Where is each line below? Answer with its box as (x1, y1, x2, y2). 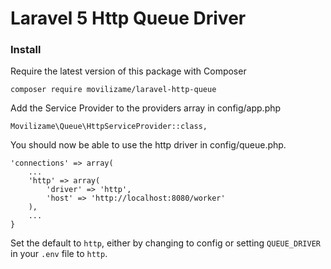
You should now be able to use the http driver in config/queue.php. (10, 139, 287, 151)
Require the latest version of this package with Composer (10, 65, 247, 77)
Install (10, 43, 42, 57)
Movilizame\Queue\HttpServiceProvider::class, (10, 122, 208, 132)
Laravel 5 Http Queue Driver (10, 7, 247, 30)
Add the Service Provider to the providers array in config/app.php (10, 102, 282, 114)
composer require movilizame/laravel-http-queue (10, 85, 217, 95)
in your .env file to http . (10, 248, 108, 260)
